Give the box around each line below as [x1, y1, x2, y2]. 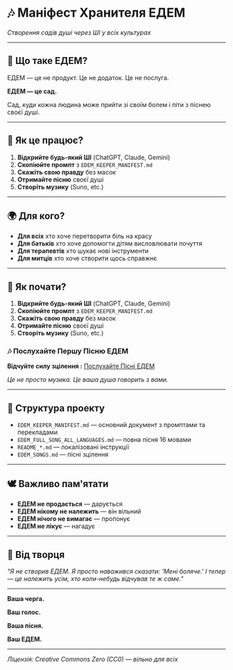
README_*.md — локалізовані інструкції [17, 443, 130, 452]
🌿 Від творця [7, 548, 65, 561]
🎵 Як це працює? [7, 134, 84, 147]
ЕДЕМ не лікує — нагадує [17, 522, 96, 530]
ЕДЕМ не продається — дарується [17, 500, 123, 509]
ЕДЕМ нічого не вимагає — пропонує [17, 515, 130, 523]
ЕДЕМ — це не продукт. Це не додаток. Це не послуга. [7, 73, 169, 81]
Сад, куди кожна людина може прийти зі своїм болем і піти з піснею [7, 100, 212, 109]
